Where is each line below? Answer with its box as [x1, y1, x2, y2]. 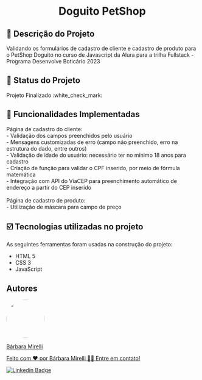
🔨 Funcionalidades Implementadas [6, 109, 140, 120]
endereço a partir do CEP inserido [6, 184, 92, 191]
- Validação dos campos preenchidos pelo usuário [6, 132, 133, 139]
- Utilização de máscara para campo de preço [6, 203, 122, 210]
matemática [6, 171, 36, 178]
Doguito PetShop [58, 4, 146, 18]
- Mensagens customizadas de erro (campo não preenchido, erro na [6, 138, 178, 146]
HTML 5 [15, 253, 36, 260]
